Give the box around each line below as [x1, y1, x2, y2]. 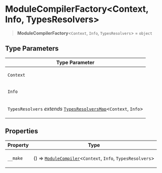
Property [7, 142, 29, 148]
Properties [5, 127, 38, 136]
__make [7, 155, 23, 161]
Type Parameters [5, 44, 59, 53]
